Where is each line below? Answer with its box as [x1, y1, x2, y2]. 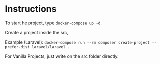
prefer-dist [5, 44, 30, 49]
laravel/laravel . [31, 44, 70, 49]
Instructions [5, 3, 57, 15]
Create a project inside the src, [5, 29, 69, 35]
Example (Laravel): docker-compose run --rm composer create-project [5, 39, 150, 45]
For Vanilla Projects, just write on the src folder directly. [5, 53, 119, 59]
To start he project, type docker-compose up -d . [5, 20, 102, 26]
